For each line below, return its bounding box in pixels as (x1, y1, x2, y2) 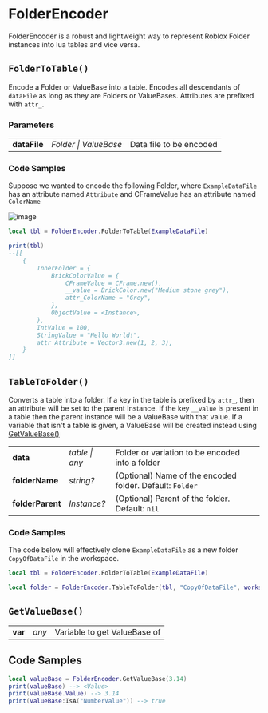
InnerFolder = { (37, 264, 91, 272)
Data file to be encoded (130, 139, 218, 150)
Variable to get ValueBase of (54, 626, 161, 637)
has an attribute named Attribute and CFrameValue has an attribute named (8, 190, 257, 199)
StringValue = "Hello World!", (37, 331, 141, 339)
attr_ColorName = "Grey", (65, 294, 152, 302)
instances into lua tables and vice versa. (8, 39, 140, 49)
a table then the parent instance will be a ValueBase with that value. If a (8, 412, 243, 422)
